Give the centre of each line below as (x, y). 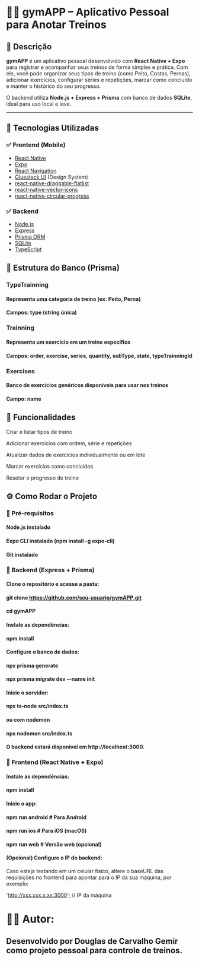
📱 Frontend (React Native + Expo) (55, 762)
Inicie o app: (22, 803)
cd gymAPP (21, 611)
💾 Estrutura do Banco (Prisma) (63, 268)
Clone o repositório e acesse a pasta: (53, 584)
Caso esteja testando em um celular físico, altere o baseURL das (85, 871)
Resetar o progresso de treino (42, 478)
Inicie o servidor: (28, 692)
